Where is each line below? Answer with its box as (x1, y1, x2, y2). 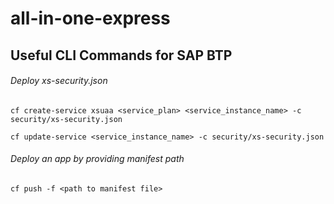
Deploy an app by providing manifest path (10, 153, 185, 165)
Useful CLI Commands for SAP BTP (10, 47, 233, 64)
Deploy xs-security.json (10, 75, 108, 87)
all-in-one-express (10, 7, 171, 30)
